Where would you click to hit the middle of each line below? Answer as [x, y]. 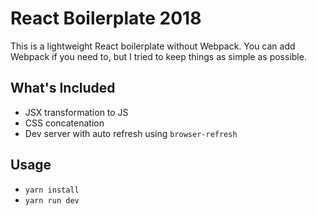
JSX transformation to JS [76, 112]
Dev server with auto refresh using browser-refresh [131, 133]
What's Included [63, 88]
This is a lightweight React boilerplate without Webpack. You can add [153, 46]
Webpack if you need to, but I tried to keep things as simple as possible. [158, 56]
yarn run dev [52, 200]
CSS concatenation [64, 123]
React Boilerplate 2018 [106, 18]
